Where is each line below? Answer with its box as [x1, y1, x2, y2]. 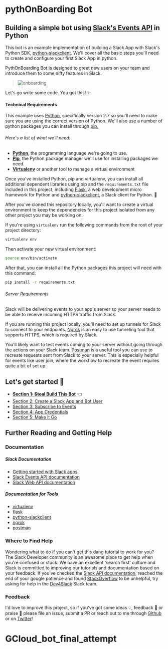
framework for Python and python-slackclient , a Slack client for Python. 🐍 [5, 192, 157, 198]
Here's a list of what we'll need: [5, 134, 71, 141]
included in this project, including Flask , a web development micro [5, 186, 142, 192]
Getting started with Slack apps [12, 469, 78, 475]
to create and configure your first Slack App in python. [5, 55, 118, 61]
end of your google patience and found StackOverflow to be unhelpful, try [5, 575, 158, 581]
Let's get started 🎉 [5, 377, 64, 386]
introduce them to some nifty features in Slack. [5, 70, 102, 76]
